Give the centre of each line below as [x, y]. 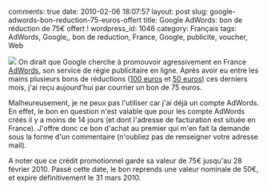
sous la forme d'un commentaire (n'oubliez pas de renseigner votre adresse [133, 137]
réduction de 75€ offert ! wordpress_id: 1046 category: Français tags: [123, 28]
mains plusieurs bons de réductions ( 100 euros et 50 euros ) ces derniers [128, 79]
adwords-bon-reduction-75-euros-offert [75, 20]
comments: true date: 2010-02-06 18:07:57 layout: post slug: [108, 12]
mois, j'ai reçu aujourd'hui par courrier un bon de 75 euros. [105, 87]
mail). [18, 145]
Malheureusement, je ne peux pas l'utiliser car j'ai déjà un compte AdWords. [134, 103]
